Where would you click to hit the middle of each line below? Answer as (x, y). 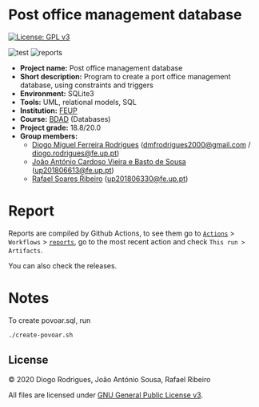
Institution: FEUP (48, 111)
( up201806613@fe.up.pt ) (73, 170)
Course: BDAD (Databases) (65, 119)
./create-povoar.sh (41, 335)
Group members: (49, 136)
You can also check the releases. (63, 265)
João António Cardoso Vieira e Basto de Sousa (109, 161)
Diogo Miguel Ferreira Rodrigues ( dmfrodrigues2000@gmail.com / (141, 144)
